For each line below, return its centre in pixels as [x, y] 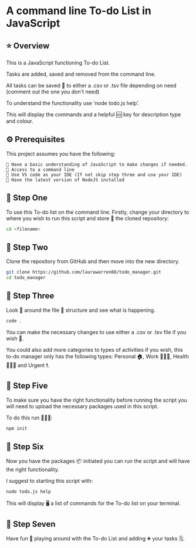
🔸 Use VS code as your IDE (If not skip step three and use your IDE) [94, 174]
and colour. [20, 121]
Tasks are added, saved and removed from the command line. [81, 74]
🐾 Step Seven [31, 524]
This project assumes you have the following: [61, 153]
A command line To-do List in [79, 11]
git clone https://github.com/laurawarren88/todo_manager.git [84, 272]
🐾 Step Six [25, 447]
